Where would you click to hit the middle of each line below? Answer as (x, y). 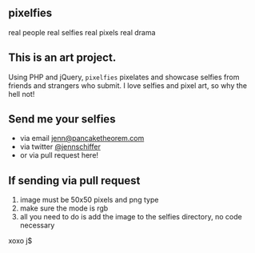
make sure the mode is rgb (64, 208)
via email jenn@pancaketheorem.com (82, 139)
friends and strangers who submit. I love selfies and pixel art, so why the (128, 85)
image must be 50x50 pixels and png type (89, 200)
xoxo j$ (20, 241)
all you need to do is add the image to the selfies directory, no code (131, 217)
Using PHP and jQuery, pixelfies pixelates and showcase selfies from (124, 77)
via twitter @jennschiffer (60, 147)
